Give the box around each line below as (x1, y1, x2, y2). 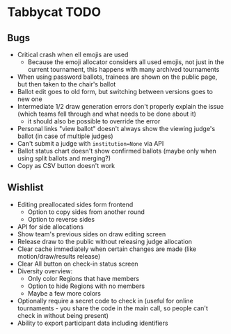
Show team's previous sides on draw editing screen (17, 229, 166, 238)
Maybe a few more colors (27, 289, 102, 297)
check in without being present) (17, 311, 109, 319)
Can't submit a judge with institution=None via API (17, 139, 164, 147)
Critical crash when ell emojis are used (17, 50, 129, 59)
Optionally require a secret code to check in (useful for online (17, 296, 193, 305)
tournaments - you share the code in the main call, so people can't (17, 304, 209, 312)
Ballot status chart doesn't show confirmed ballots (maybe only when (17, 147, 217, 155)
